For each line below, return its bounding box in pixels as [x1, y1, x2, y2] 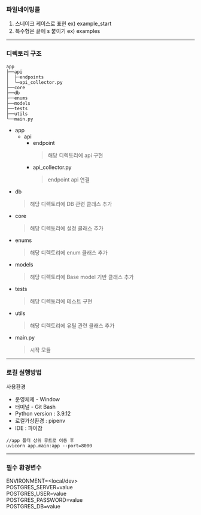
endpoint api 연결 [47, 175, 90, 183]
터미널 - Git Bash [14, 403, 56, 410]
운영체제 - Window [14, 395, 60, 402]
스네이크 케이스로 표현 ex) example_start [14, 20, 112, 28]
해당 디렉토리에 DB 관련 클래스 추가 [29, 200, 112, 207]
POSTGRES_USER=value [6, 490, 67, 498]
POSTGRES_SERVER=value [6, 484, 73, 491]
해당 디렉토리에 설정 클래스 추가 [29, 225, 103, 232]
